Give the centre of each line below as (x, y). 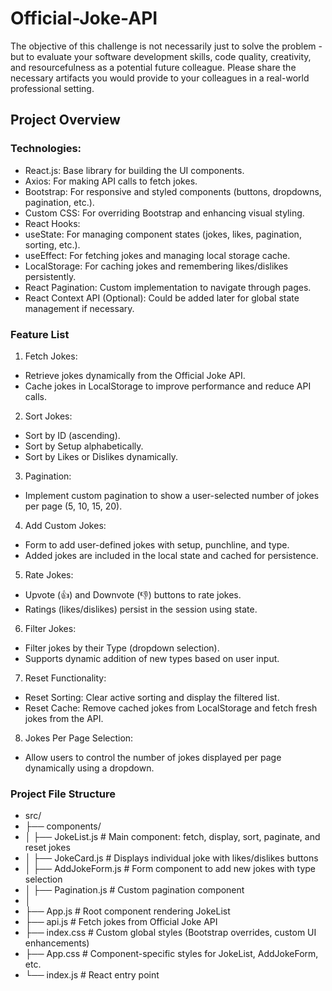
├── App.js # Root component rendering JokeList (127, 911)
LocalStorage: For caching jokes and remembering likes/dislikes (156, 266)
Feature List (40, 334)
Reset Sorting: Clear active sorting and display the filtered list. (152, 697)
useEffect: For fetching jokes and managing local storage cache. (157, 255)
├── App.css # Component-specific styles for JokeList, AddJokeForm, (171, 954)
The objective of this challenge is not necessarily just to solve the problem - (166, 46)
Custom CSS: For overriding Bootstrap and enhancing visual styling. (164, 213)
